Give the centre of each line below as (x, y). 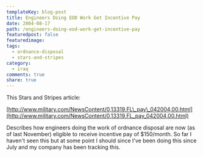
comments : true (26, 75)
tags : (13, 46)
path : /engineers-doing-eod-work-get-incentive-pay (73, 29)
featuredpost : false (33, 35)
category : (19, 63)
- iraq (20, 69)
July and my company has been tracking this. (63, 147)
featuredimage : (26, 40)
